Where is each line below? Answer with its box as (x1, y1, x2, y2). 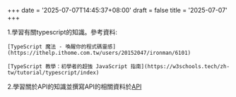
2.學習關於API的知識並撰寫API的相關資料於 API (7, 82, 142, 91)
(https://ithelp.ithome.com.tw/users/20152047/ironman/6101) (7, 49, 191, 56)
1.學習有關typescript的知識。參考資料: (7, 28, 118, 36)
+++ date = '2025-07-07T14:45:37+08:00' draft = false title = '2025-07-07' (7, 6, 228, 14)
